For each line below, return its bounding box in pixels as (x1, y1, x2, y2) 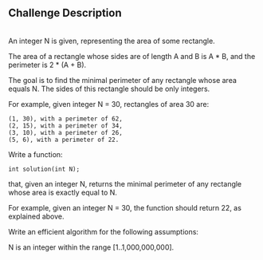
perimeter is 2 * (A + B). (8, 60, 87, 69)
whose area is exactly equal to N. (8, 187, 118, 197)
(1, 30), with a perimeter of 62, (8, 115, 124, 123)
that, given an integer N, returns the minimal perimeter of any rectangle (8, 179, 242, 188)
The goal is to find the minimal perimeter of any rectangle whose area (8, 75, 237, 85)
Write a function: (8, 149, 63, 159)
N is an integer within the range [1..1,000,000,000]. (8, 242, 175, 252)
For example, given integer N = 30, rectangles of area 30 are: (8, 99, 210, 108)
